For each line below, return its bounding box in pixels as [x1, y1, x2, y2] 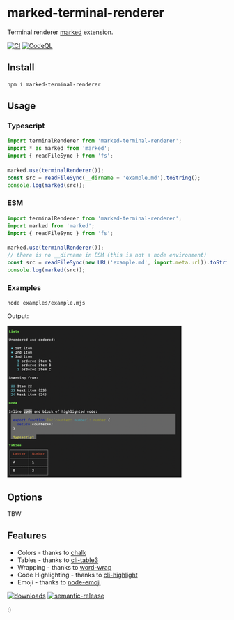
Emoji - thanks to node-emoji [17, 577, 101, 587]
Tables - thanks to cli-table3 [17, 556, 99, 564]
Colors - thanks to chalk [17, 548, 87, 557]
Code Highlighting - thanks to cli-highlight [17, 570, 138, 579]
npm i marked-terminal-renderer [7, 81, 101, 88]
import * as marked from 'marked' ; [7, 145, 111, 152]
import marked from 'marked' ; [7, 222, 95, 229]
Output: [7, 312, 29, 320]
